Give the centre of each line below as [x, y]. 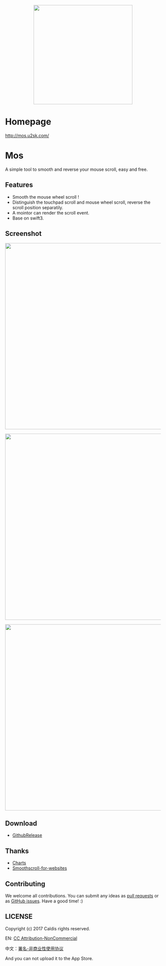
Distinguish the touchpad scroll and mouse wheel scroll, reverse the [81, 202]
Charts [19, 863]
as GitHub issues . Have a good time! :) [44, 901]
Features [19, 185]
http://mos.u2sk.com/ [27, 135]
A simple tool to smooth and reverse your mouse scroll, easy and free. [77, 169]
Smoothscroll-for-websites [40, 868]
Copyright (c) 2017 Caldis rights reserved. [48, 928]
